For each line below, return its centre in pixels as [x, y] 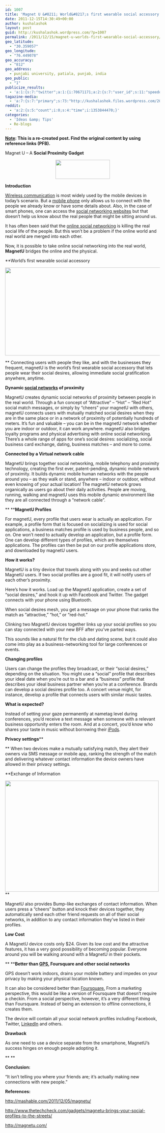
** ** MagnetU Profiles [28, 509]
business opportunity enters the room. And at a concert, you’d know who [79, 724]
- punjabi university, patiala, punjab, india [58, 74]
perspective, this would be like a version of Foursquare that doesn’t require [81, 993]
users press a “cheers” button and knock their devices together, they [75, 909]
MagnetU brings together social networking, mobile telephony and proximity [82, 463]
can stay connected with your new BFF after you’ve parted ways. [71, 629]
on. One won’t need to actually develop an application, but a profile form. [79, 535]
